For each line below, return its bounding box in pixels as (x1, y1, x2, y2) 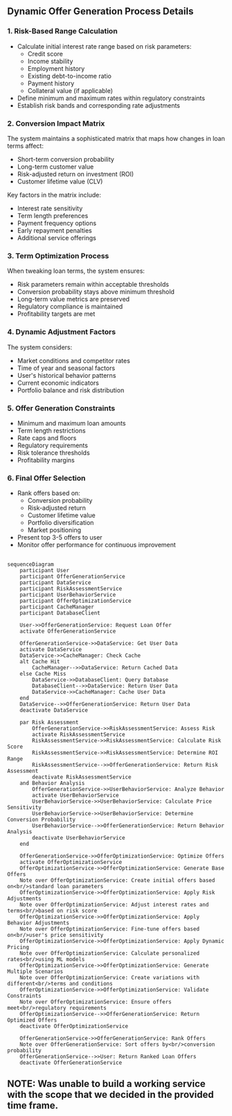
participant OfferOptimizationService (19, 597, 132, 604)
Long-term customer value (17, 163, 94, 171)
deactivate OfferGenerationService (19, 1059, 123, 1066)
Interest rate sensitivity (17, 204, 83, 213)
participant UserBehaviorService (19, 591, 116, 598)
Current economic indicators (17, 378, 99, 387)
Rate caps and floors (17, 433, 77, 442)
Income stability (27, 57, 73, 65)
